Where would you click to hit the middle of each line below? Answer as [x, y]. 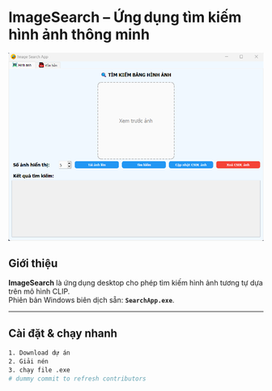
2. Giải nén [28, 362]
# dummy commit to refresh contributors [78, 378]
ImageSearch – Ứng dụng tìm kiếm [125, 17]
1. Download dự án [39, 353]
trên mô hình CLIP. [39, 291]
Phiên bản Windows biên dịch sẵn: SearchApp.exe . [91, 300]
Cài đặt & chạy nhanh [63, 333]
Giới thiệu [33, 263]
